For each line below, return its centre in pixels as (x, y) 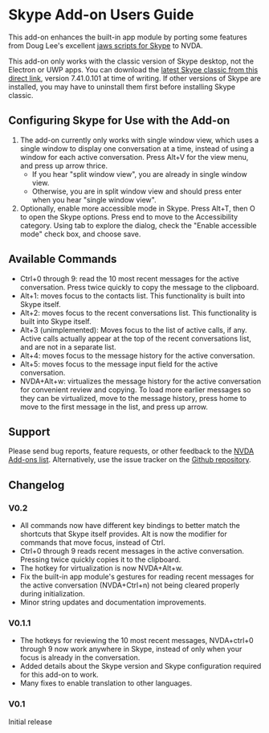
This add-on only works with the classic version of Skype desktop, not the (131, 61)
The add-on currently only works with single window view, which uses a (139, 140)
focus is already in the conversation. (80, 657)
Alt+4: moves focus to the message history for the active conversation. (137, 355)
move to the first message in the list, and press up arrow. (114, 407)
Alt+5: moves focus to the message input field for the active (119, 364)
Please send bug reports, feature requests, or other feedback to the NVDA (131, 451)
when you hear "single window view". (94, 199)
